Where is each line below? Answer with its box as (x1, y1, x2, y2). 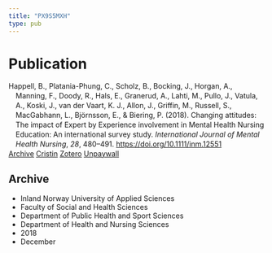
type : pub (8, 20, 42, 28)
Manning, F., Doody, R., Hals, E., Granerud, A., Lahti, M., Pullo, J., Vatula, (15, 91, 258, 101)
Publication (8, 55, 87, 73)
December (20, 237, 56, 246)
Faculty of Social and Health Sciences (20, 203, 148, 212)
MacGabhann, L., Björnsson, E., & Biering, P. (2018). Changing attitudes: (15, 111, 257, 120)
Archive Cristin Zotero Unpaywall (8, 148, 120, 159)
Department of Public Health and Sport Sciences (20, 211, 184, 220)
